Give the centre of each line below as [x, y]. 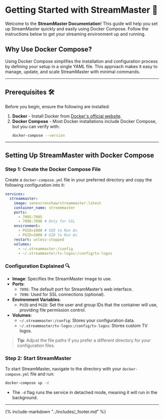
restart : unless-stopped [39, 240]
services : [15, 194]
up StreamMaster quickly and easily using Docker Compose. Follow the [77, 28]
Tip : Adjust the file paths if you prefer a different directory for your [84, 340]
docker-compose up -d [27, 383]
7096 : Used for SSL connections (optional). [62, 294]
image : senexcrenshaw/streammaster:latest [58, 203]
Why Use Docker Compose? [49, 49]
